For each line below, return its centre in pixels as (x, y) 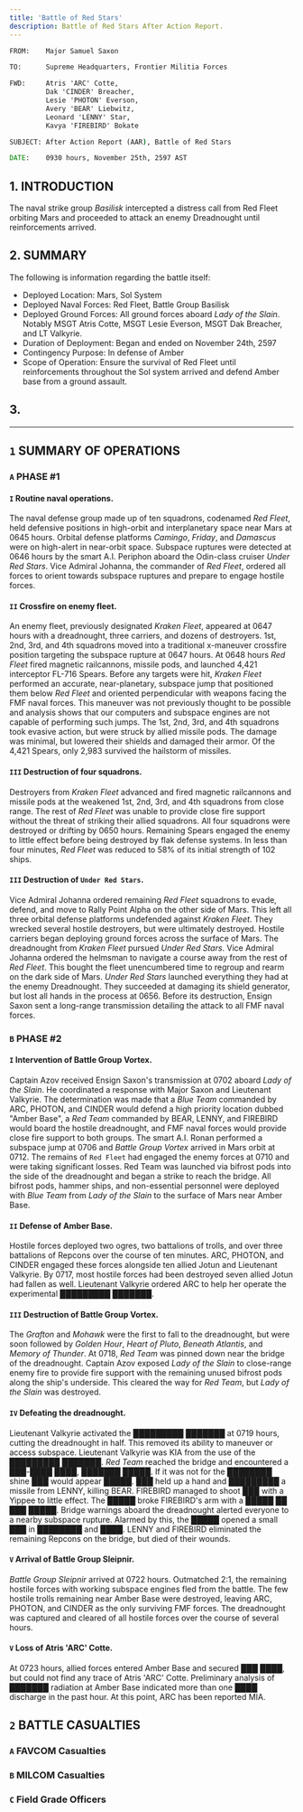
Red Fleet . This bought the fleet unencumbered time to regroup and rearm (147, 967)
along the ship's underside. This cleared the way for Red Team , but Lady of (150, 1383)
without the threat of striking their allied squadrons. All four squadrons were (150, 821)
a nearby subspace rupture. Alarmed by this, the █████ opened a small (143, 1519)
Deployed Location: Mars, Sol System (92, 295)
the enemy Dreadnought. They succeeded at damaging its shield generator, (150, 986)
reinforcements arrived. (53, 228)
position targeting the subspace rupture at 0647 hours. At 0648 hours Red (147, 655)
